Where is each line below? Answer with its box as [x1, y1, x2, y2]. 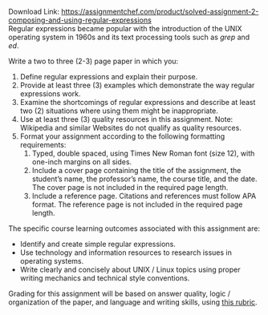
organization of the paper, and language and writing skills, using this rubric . [8, 297, 258, 307]
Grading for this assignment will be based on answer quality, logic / [8, 289, 231, 298]
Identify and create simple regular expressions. [19, 240, 177, 248]
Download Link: [8, 7, 60, 16]
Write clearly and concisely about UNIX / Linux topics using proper [19, 265, 241, 274]
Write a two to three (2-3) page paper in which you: [8, 56, 179, 66]
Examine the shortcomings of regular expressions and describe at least [19, 98, 256, 107]
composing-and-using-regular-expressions [8, 15, 152, 25]
